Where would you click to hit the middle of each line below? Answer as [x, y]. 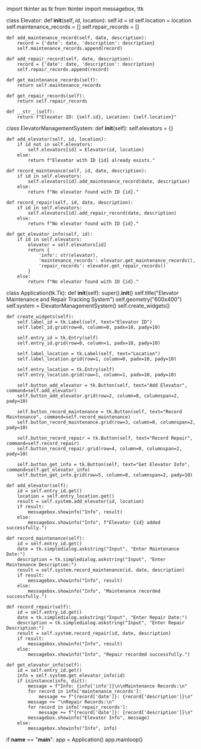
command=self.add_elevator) [42, 391]
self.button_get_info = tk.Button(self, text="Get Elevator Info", [104, 464]
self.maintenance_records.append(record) [70, 48]
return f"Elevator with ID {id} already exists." [91, 160]
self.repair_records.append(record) [63, 69]
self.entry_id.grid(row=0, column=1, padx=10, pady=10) [89, 343]
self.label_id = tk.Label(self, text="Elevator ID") [85, 322]
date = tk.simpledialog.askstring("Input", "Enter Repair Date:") [102, 618]
